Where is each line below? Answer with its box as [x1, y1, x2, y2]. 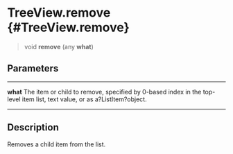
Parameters [7, 62, 59, 74]
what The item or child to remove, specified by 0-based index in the [7, 87, 202, 96]
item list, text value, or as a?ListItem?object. [21, 95, 147, 103]
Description [7, 121, 59, 133]
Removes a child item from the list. [7, 140, 106, 148]
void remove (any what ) [24, 42, 94, 51]
